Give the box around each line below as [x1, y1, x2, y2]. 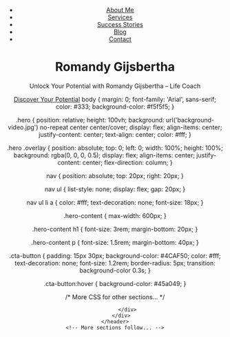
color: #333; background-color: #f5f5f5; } [55, 102, 175, 111]
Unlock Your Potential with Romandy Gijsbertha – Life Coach [29, 82, 201, 90]
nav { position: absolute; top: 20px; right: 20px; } [46, 171, 184, 180]
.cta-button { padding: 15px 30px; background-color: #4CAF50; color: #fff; [9, 251, 221, 260]
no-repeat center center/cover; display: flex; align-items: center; [39, 123, 222, 131]
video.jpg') [8, 123, 39, 131]
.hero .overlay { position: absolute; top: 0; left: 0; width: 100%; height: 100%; [7, 144, 223, 152]
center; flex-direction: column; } [82, 158, 173, 166]
